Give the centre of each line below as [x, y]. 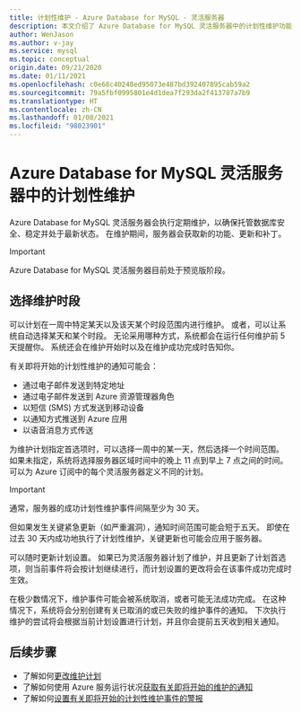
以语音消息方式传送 [58, 430]
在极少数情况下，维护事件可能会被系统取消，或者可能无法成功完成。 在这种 [148, 599]
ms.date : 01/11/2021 [48, 76]
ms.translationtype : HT [54, 101]
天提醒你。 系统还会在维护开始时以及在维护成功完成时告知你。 [124, 347]
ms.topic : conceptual [50, 59]
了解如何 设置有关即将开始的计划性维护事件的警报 [112, 698]
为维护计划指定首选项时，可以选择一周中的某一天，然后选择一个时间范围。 [146, 449]
